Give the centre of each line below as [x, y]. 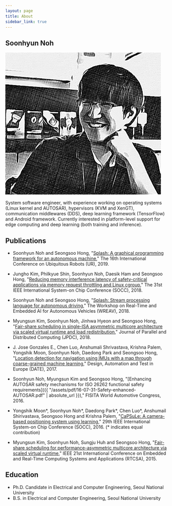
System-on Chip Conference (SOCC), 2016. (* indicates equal [78, 427]
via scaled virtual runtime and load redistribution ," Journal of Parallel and [89, 332]
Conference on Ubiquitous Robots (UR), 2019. [61, 264]
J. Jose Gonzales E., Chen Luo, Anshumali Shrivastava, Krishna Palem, [87, 347]
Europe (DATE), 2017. [35, 369]
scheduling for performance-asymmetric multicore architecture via [96, 448]
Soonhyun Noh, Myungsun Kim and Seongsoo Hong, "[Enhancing [82, 379]
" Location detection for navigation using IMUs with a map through [82, 358]
